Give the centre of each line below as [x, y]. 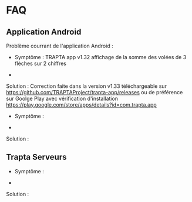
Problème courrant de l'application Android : [60, 46]
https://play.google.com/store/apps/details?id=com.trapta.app [81, 105]
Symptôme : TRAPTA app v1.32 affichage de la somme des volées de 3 [100, 57]
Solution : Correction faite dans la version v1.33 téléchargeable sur [87, 86]
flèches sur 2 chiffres [40, 63]
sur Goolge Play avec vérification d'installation [62, 98]
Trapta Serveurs [36, 157]
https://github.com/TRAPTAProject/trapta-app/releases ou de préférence [95, 92]
